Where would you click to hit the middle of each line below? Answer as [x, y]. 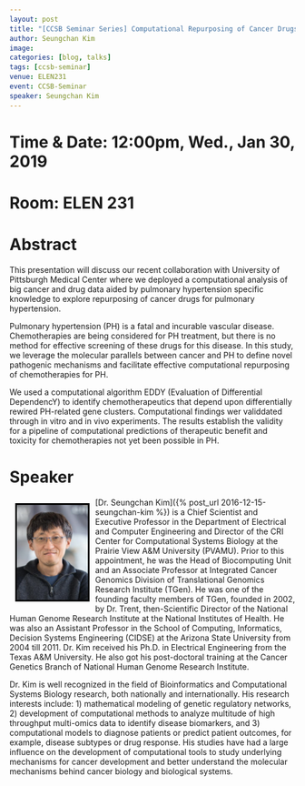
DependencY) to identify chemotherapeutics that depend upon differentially [151, 401]
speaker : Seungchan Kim [54, 96]
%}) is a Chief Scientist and [207, 512]
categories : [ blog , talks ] [60, 58]
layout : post [34, 19]
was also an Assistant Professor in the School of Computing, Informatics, [146, 628]
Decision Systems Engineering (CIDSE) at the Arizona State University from [150, 638]
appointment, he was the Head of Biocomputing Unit [193, 560]
